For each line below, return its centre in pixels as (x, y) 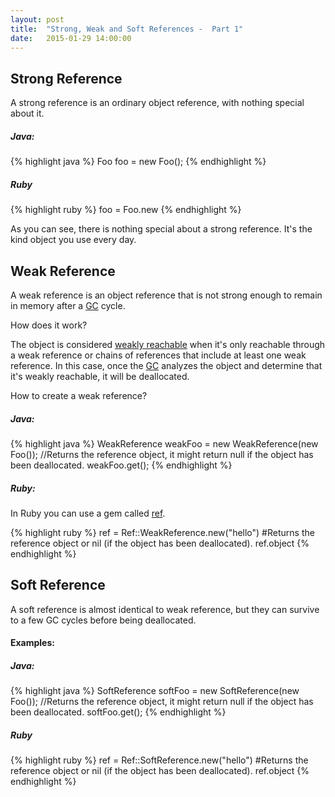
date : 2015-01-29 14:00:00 (71, 38)
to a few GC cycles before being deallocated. (103, 620)
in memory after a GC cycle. (68, 305)
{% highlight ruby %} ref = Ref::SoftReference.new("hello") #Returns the (159, 760)
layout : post (37, 19)
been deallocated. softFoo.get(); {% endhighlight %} (118, 712)
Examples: (32, 643)
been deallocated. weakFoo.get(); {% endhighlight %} (121, 465)
